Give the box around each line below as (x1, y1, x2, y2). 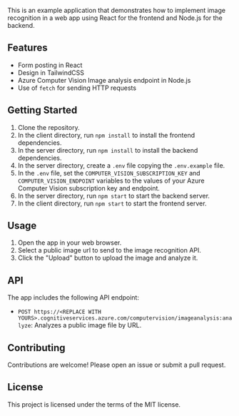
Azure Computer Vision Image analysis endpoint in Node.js (17, 76, 191, 84)
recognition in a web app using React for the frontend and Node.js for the (7, 14, 223, 22)
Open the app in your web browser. (17, 238, 122, 247)
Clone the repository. (17, 123, 80, 131)
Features (7, 42, 48, 54)
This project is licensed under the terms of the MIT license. (7, 400, 180, 409)
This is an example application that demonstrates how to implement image (7, 6, 226, 14)
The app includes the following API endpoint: (7, 293, 139, 302)
